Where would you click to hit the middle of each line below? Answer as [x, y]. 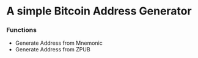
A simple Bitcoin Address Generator [99, 11]
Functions [21, 30]
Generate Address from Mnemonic [59, 43]
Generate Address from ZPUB [53, 50]
